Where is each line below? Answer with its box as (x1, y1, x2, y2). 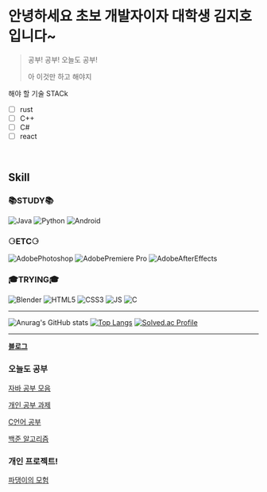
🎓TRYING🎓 (8, 274, 60, 285)
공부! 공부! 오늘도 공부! (27, 55, 98, 64)
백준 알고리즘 (8, 434, 49, 444)
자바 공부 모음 (8, 383, 52, 393)
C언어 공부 (8, 416, 41, 426)
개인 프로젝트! (8, 455, 58, 467)
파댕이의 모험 (8, 475, 49, 485)
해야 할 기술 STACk (8, 88, 69, 98)
